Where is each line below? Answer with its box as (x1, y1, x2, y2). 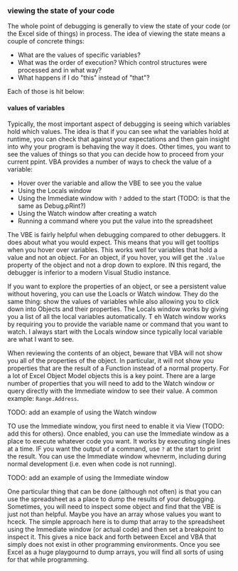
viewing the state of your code (7, 6, 115, 16)
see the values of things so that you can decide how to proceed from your (7, 150, 225, 158)
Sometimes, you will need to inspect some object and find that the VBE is (7, 502, 222, 510)
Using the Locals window (17, 186, 92, 194)
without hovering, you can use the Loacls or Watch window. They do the (7, 289, 219, 298)
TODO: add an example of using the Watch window (7, 408, 158, 417)
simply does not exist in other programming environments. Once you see (7, 540, 220, 548)
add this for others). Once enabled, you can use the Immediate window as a (7, 429, 229, 438)
